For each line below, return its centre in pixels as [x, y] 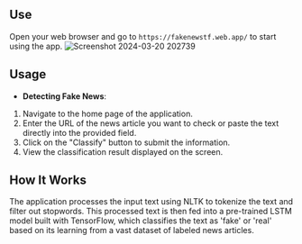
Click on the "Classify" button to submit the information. [126, 142]
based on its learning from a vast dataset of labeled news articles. [132, 230]
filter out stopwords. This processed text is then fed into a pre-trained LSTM [151, 212]
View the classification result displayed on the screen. [123, 151]
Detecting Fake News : [64, 96]
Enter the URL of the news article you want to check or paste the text [151, 123]
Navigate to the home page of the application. [108, 113]
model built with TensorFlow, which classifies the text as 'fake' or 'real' [141, 221]
